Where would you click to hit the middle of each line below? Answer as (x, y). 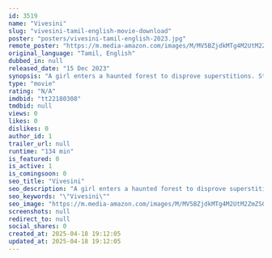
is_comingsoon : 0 (38, 174)
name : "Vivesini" (38, 23)
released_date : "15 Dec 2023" (59, 69)
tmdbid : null (30, 106)
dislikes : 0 (28, 129)
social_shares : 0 (38, 226)
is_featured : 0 (34, 159)
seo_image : (27, 204)
